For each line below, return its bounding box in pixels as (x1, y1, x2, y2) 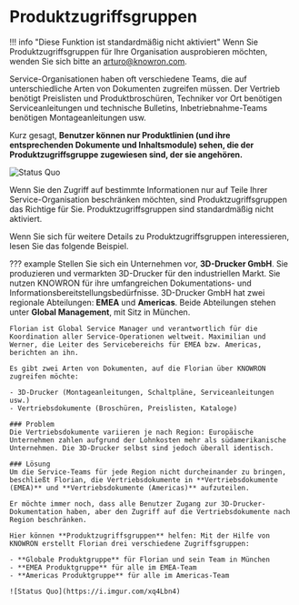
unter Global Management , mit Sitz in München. (9, 307, 191, 318)
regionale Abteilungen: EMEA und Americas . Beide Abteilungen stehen (9, 297, 276, 308)
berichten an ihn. (9, 348, 79, 357)
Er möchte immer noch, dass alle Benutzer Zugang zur (9, 499, 218, 509)
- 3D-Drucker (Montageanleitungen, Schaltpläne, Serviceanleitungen (9, 388, 274, 397)
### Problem (9, 419, 55, 429)
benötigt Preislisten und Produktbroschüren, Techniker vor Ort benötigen (9, 93, 283, 104)
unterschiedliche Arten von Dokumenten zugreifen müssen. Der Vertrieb (9, 83, 280, 94)
